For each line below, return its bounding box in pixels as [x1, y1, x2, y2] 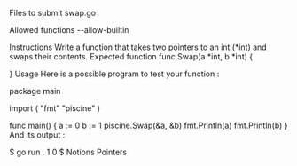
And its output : [9, 130, 66, 140]
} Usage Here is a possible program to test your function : [9, 68, 220, 79]
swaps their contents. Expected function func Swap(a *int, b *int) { [9, 51, 254, 61]
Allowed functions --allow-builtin [9, 25, 129, 35]
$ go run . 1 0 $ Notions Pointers [9, 146, 127, 157]
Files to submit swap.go [9, 8, 97, 18]
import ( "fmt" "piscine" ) [9, 103, 100, 114]
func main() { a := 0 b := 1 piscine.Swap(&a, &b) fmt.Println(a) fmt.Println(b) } [9, 120, 288, 130]
